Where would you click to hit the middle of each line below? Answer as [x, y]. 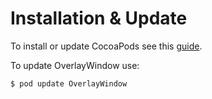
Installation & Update [99, 18]
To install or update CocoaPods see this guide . [106, 46]
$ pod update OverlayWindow [69, 83]
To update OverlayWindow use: [75, 65]
